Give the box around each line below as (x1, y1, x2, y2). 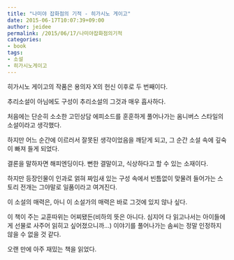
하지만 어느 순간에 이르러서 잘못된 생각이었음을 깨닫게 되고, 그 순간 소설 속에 (7, 136, 214, 144)
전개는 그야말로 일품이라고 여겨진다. (20, 182, 117, 191)
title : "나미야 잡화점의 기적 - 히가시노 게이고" (7, 10, 131, 17)
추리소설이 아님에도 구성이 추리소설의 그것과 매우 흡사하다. (7, 97, 166, 106)
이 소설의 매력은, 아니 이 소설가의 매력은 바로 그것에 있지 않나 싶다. (7, 197, 188, 206)
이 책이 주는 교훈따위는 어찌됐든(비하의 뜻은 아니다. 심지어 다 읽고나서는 (7, 212, 201, 221)
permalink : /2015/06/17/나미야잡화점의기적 (7, 29, 123, 37)
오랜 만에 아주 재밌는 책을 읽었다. (7, 245, 97, 253)
